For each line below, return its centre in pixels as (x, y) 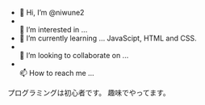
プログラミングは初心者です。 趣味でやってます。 (89, 92)
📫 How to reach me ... (56, 73)
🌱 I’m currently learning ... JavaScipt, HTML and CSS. (108, 38)
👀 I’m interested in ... (53, 29)
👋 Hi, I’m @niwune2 (52, 13)
